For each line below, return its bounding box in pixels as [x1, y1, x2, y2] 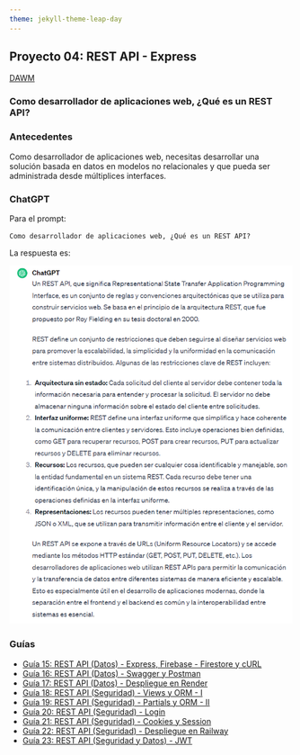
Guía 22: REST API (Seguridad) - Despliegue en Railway [22, 725, 229, 736]
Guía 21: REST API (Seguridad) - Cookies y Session [22, 715, 212, 726]
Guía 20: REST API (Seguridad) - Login [22, 706, 166, 717]
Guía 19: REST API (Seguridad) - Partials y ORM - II [22, 697, 210, 707]
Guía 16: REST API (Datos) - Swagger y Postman [22, 668, 201, 679]
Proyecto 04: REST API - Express [9, 49, 198, 65]
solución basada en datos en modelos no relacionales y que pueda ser [9, 160, 271, 171]
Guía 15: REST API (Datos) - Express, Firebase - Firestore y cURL [22, 658, 262, 670]
